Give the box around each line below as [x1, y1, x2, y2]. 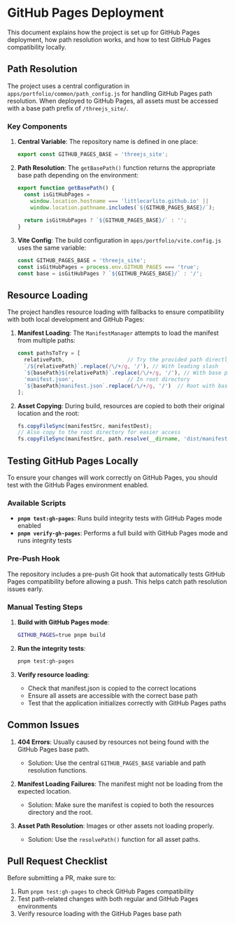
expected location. [17, 787, 71, 795]
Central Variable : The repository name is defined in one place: [17, 138, 198, 146]
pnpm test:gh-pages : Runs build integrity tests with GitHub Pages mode [17, 514, 222, 522]
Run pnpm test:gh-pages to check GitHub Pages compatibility [17, 887, 194, 896]
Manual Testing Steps [7, 602, 83, 612]
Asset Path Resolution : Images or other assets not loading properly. [17, 822, 215, 830]
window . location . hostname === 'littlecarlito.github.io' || [30, 197, 209, 204]
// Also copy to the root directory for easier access [17, 429, 181, 436]
